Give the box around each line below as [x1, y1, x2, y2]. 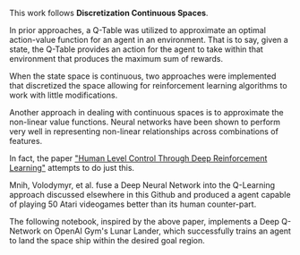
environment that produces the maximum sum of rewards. [9, 54, 224, 64]
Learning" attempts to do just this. [9, 163, 135, 173]
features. [9, 136, 43, 146]
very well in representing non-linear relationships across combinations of [9, 126, 279, 137]
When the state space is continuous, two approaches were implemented [9, 71, 277, 81]
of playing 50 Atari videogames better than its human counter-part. [9, 199, 257, 209]
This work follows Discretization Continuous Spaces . [9, 8, 209, 18]
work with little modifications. [9, 89, 118, 100]
